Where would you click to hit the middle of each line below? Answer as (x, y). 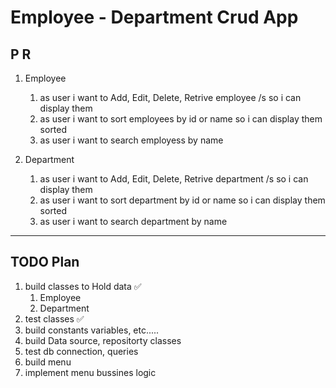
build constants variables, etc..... (92, 330)
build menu (48, 362)
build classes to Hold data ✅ (83, 286)
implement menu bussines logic (90, 372)
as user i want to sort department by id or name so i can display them (182, 200)
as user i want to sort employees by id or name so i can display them (181, 119)
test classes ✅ (54, 318)
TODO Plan (45, 262)
